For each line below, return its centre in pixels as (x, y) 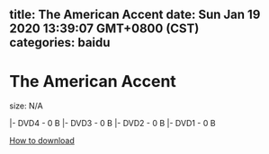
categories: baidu (60, 43)
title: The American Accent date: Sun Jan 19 (135, 15)
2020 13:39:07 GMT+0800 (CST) (104, 29)
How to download (42, 141)
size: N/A (26, 106)
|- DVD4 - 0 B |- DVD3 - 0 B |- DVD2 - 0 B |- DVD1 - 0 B (112, 124)
